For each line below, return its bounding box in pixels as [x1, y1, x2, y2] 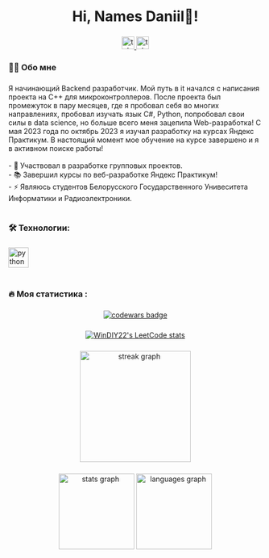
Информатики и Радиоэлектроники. [8, 193, 133, 203]
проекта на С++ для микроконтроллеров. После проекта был [8, 92, 221, 102]
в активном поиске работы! [8, 143, 104, 153]
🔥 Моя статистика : [8, 288, 89, 300]
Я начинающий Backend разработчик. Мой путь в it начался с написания [8, 83, 260, 93]
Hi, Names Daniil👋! [72, 7, 199, 26]
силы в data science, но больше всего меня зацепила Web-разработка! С [8, 117, 262, 128]
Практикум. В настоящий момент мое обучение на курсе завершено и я [8, 135, 259, 145]
